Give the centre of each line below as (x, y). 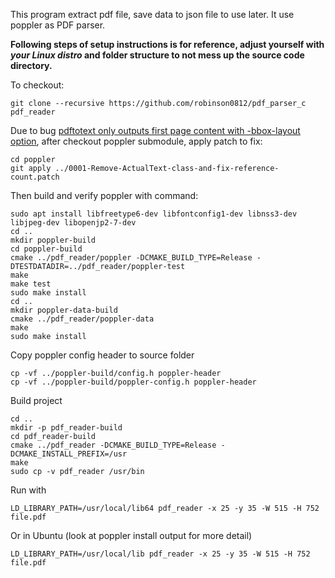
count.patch (35, 177)
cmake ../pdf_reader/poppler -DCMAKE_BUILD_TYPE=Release (131, 258)
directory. (31, 65)
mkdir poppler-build (53, 240)
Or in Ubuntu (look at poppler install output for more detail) (131, 535)
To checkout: (37, 85)
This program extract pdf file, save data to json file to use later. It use (152, 14)
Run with (28, 490)
